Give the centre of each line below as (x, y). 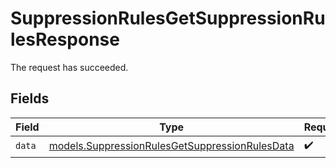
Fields (30, 98)
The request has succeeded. (69, 67)
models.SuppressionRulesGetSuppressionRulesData (171, 146)
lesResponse (65, 39)
